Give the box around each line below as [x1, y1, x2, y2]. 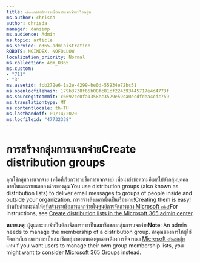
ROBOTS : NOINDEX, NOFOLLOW [6, 49, 75, 55]
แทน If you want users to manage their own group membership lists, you [6, 242, 184, 249]
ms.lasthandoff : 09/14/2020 [6, 111, 78, 117]
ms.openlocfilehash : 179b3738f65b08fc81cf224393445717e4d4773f [6, 88, 170, 94]
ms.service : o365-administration [6, 43, 91, 49]
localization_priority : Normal [6, 54, 85, 60]
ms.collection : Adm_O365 [6, 60, 69, 66]
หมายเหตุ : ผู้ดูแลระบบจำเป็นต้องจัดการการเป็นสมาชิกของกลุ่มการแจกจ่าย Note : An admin [6, 221, 187, 229]
